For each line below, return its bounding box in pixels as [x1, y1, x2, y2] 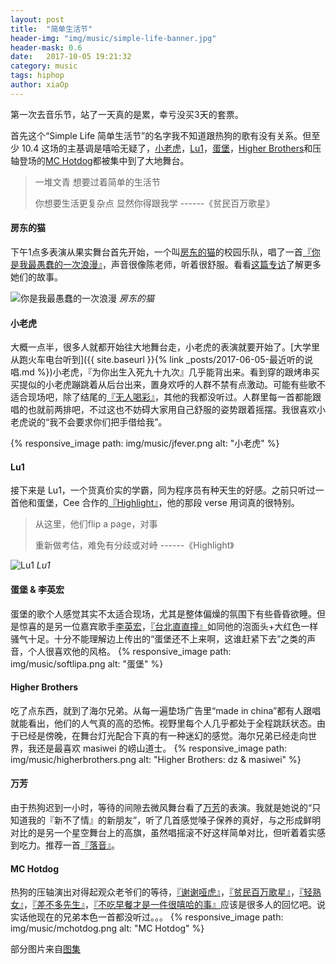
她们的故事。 [10, 271, 63, 283]
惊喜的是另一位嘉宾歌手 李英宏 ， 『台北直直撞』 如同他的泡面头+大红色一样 [18, 620, 319, 632]
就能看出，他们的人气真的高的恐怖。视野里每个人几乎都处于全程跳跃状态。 [10, 717, 317, 729]
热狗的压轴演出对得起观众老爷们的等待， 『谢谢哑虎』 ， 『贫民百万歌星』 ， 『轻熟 [10, 886, 322, 898]
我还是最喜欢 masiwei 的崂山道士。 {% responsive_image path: [27, 742, 288, 754]
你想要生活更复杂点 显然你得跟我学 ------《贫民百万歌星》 [34, 197, 275, 209]
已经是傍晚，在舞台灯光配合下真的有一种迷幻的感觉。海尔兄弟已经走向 [18, 729, 308, 741]
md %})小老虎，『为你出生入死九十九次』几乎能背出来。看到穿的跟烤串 [21, 366, 312, 378]
